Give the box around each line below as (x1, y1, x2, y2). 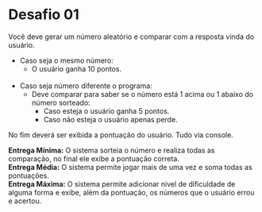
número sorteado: (31, 98, 91, 107)
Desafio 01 (8, 6, 79, 24)
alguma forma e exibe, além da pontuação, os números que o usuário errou (8, 187, 255, 197)
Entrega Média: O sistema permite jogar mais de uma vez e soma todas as (8, 162, 252, 172)
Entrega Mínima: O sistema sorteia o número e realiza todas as (8, 145, 215, 155)
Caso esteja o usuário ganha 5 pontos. (43, 106, 170, 116)
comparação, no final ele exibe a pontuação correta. (8, 153, 180, 164)
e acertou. (8, 196, 42, 206)
